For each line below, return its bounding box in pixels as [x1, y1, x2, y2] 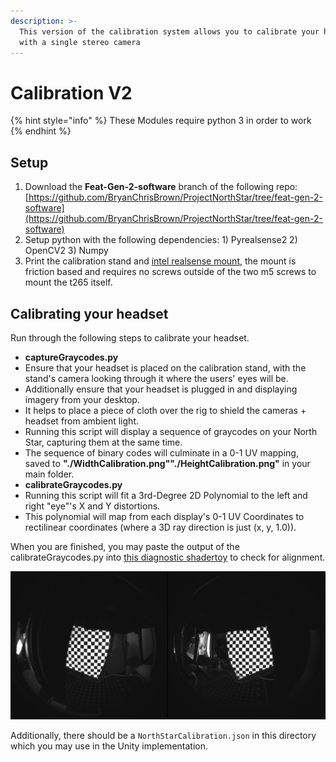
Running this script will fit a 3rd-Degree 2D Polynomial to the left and [24, 489, 308, 501]
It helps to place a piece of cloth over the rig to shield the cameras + [24, 404, 307, 416]
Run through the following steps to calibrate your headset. [10, 331, 250, 344]
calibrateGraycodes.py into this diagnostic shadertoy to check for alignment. [10, 551, 326, 563]
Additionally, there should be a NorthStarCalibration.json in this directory [10, 730, 317, 742]
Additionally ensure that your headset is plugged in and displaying [24, 383, 298, 395]
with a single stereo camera [19, 37, 141, 47]
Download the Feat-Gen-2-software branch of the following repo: [24, 181, 298, 193]
